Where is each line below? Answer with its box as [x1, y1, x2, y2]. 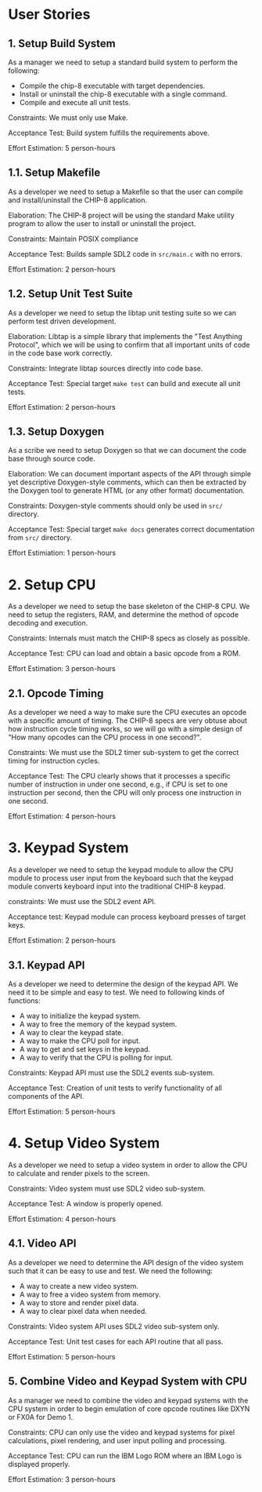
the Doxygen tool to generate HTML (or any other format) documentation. [8, 486, 245, 495]
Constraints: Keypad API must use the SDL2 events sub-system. [8, 1067, 215, 1077]
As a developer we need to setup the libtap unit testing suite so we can [8, 308, 237, 317]
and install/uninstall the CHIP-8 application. [8, 195, 148, 205]
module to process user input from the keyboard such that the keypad [8, 874, 234, 883]
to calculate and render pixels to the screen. [8, 1168, 150, 1178]
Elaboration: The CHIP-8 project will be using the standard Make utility [8, 210, 235, 220]
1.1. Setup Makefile [8, 166, 101, 180]
